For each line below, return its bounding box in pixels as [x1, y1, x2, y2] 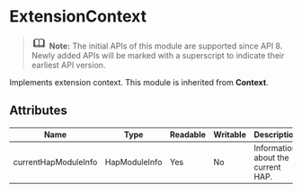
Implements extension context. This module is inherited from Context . [9, 76, 269, 87]
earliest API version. [31, 59, 106, 70]
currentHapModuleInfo [13, 157, 98, 167]
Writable [213, 129, 247, 140]
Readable [169, 129, 207, 140]
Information [253, 142, 297, 154]
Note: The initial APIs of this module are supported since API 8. [49, 40, 283, 51]
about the [253, 152, 289, 162]
